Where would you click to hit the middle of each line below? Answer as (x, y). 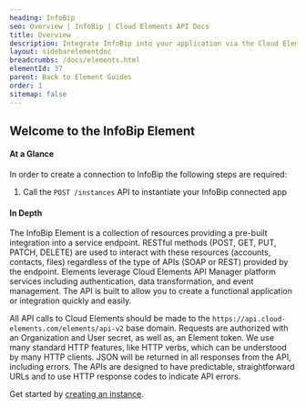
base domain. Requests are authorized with (207, 328)
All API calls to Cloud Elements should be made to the (110, 319)
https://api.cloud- (250, 320)
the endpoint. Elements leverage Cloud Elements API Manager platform (143, 272)
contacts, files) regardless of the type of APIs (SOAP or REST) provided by (149, 262)
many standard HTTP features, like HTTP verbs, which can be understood (148, 348)
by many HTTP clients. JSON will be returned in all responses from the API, (150, 357)
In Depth (26, 213)
